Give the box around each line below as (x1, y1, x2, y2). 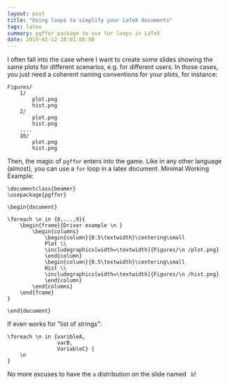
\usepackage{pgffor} (7, 191, 68, 199)
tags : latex (7, 23, 42, 30)
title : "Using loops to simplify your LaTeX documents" (7, 17, 173, 24)
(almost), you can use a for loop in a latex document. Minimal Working (7, 165, 210, 173)
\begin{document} (7, 204, 58, 211)
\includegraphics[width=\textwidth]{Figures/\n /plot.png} (44, 246, 219, 253)
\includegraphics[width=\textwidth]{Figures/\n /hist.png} (44, 271, 219, 278)
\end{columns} (32, 283, 73, 290)
